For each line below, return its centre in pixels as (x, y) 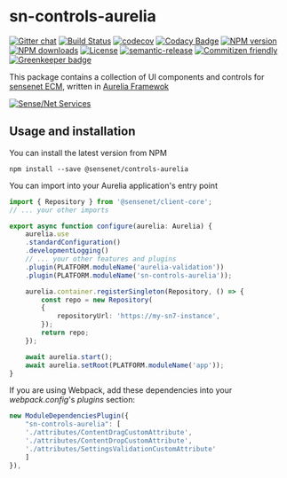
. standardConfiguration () (73, 243)
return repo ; (65, 333)
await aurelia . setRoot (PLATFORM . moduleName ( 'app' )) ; (125, 365)
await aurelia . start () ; (69, 357)
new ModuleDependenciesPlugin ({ (69, 416)
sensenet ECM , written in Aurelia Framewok (89, 86)
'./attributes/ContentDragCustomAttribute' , (109, 433)
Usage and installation (72, 132)
